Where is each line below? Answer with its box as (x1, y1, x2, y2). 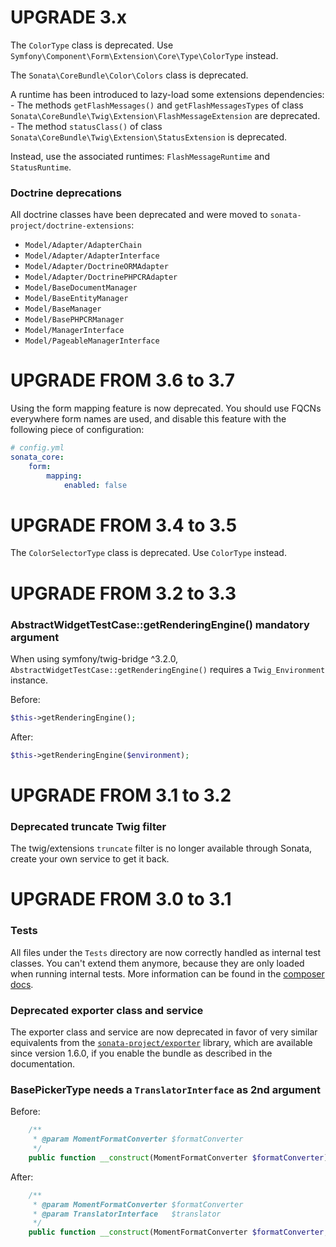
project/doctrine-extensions (10, 221, 132, 231)
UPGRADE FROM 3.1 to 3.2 (10, 784, 232, 806)
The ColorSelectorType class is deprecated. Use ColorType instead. (10, 547, 287, 559)
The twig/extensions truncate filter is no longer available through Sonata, (10, 842, 313, 855)
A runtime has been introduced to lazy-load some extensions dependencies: (10, 88, 325, 100)
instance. (10, 674, 49, 686)
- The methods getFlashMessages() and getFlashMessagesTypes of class (10, 99, 304, 111)
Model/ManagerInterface (24, 326, 125, 336)
